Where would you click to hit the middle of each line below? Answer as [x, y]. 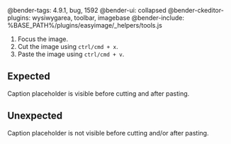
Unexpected [35, 116]
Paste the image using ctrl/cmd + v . [71, 54]
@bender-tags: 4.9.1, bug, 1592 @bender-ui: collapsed [87, 10]
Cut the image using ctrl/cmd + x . [68, 46]
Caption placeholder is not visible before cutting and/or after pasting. [108, 133]
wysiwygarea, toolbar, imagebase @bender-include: [108, 18]
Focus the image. [43, 39]
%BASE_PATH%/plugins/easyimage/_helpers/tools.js [85, 25]
